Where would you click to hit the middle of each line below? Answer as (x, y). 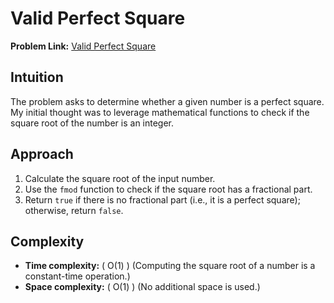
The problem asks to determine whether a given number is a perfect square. (167, 101)
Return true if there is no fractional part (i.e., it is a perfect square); (162, 199)
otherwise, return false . (74, 210)
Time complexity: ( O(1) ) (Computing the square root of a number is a (170, 266)
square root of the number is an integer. (92, 123)
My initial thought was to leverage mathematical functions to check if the (160, 112)
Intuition (37, 77)
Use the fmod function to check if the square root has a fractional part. (168, 189)
